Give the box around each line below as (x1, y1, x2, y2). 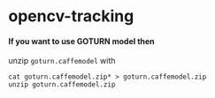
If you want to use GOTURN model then (8, 35, 156, 46)
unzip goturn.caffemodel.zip (8, 80, 116, 89)
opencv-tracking (8, 6, 134, 26)
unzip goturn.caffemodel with (8, 56, 116, 66)
